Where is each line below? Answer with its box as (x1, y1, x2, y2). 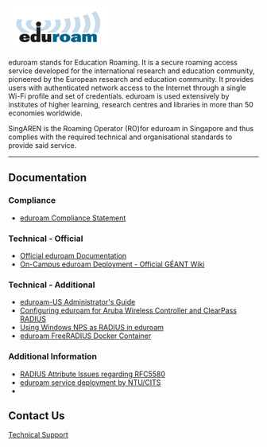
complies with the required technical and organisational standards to (8, 132, 233, 142)
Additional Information (8, 351, 98, 362)
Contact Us (8, 409, 65, 422)
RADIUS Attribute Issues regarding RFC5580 (19, 369, 165, 379)
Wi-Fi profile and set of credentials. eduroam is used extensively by (8, 91, 230, 101)
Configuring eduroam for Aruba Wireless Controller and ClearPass (19, 305, 237, 316)
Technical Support (8, 430, 69, 440)
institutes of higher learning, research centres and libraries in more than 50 (8, 100, 254, 109)
